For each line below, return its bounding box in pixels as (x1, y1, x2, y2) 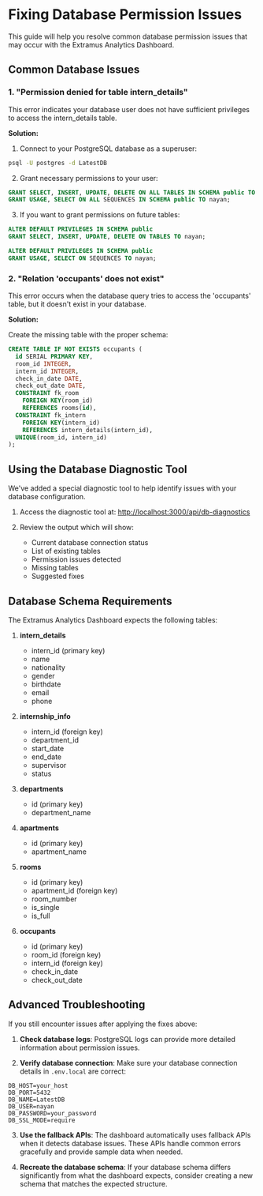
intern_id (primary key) (31, 645, 106, 655)
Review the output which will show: (19, 523, 134, 532)
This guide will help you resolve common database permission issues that (8, 32, 248, 41)
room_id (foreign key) (31, 950, 102, 959)
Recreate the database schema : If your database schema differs (19, 1162, 231, 1172)
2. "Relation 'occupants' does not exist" (8, 273, 165, 284)
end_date (31, 752, 62, 762)
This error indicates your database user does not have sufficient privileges (8, 104, 250, 114)
